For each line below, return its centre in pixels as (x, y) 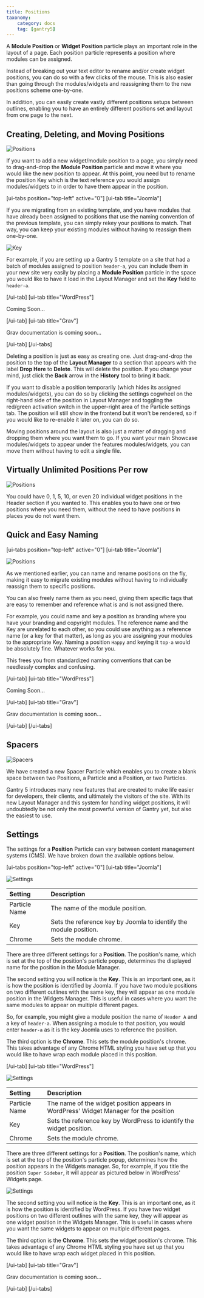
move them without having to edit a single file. (64, 451)
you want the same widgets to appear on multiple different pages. (89, 1229)
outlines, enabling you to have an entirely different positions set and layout (99, 109)
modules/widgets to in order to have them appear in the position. (87, 187)
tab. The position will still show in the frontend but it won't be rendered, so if (102, 413)
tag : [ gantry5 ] (36, 29)
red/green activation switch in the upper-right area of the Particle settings (98, 407)
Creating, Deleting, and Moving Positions (86, 134)
